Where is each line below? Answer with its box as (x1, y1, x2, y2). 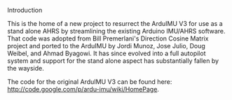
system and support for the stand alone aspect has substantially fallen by (7, 57, 219, 65)
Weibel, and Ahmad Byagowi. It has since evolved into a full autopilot (7, 49, 206, 57)
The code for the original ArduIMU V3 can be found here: (7, 78, 172, 86)
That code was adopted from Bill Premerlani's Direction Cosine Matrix (7, 34, 209, 43)
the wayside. (7, 64, 44, 72)
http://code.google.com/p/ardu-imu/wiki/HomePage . (7, 85, 160, 93)
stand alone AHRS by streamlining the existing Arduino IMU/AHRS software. (7, 27, 226, 35)
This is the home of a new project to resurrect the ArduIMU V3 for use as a (7, 20, 223, 27)
